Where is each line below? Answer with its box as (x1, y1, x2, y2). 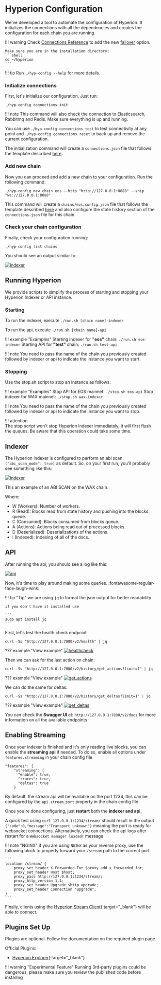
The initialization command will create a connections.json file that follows (5, 145, 152, 151)
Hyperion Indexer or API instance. (5, 294, 73, 300)
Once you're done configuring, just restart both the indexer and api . (5, 808, 142, 814)
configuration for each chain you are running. (5, 30, 96, 36)
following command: (5, 179, 46, 185)
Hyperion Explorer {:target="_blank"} (12, 955, 85, 961)
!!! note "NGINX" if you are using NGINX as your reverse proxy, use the (5, 842, 144, 848)
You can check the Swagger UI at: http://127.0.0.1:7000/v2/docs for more (5, 712, 156, 717)
